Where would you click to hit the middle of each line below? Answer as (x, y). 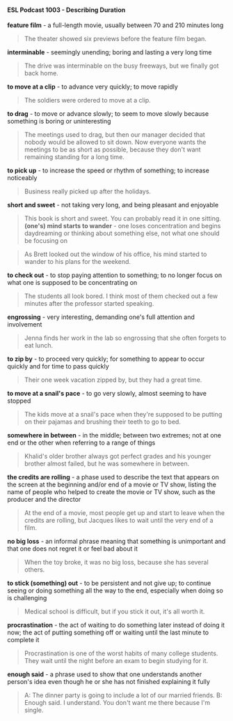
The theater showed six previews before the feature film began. (115, 39)
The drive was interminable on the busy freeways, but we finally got (121, 66)
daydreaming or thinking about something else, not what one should (122, 233)
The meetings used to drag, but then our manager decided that (114, 135)
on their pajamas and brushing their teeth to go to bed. (102, 422)
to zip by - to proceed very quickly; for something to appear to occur (106, 359)
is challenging (27, 598)
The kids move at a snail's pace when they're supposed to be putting (123, 415)
